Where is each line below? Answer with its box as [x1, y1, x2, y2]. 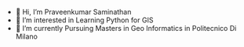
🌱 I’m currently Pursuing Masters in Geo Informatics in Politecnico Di [15, 24, 237, 32]
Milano [15, 32, 38, 41]
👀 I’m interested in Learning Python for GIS [15, 15, 154, 25]
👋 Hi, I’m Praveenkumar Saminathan [15, 8, 132, 16]
